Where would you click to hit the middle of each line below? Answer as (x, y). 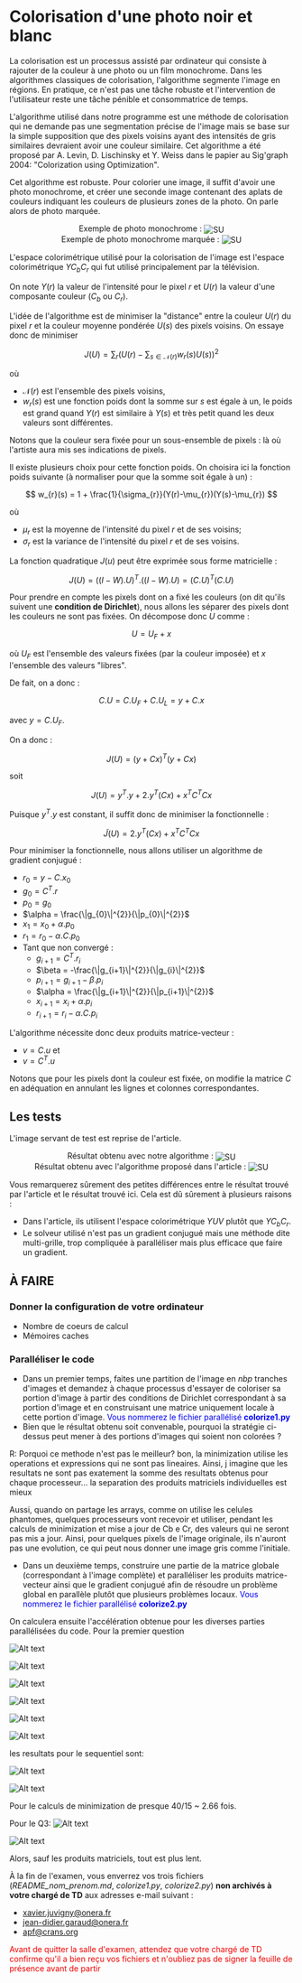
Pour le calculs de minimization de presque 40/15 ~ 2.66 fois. (123, 1806)
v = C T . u (39, 1060)
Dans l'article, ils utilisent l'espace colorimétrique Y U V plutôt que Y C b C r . (156, 1223)
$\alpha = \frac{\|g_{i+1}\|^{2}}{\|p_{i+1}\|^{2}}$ (125, 991)
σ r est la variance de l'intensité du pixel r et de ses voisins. (131, 542)
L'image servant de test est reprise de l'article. (96, 1139)
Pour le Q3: (30, 1824)
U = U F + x (151, 635)
